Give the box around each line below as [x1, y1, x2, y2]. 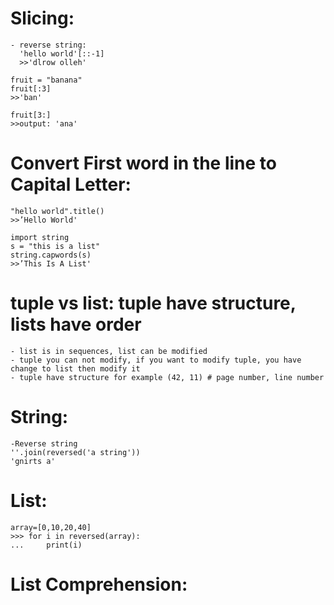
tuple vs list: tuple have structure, [10, 292, 297, 315]
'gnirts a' [10, 456, 56, 466]
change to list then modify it [10, 363, 141, 374]
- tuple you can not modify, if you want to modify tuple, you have [10, 355, 302, 365]
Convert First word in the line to [10, 152, 278, 175]
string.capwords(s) [10, 250, 92, 260]
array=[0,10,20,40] [10, 522, 92, 532]
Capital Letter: [10, 173, 132, 196]
